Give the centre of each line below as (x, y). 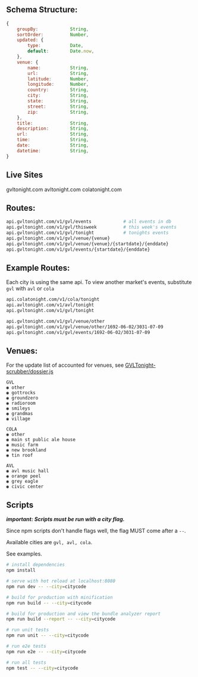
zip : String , (58, 112)
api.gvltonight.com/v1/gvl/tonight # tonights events (87, 233)
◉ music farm (22, 445)
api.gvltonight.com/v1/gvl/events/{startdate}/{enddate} (78, 249)
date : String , (53, 145)
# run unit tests (28, 630)
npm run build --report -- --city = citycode (61, 619)
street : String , (58, 107)
